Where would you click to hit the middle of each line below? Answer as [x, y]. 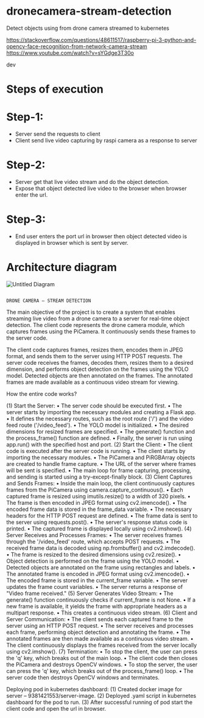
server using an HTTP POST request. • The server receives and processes [100, 625]
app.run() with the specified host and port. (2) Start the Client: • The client [100, 444]
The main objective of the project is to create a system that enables [91, 312]
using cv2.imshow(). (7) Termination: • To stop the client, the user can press [102, 651]
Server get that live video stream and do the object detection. [92, 182]
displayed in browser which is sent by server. [72, 242]
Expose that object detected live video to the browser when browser [101, 188]
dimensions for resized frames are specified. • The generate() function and [101, 431]
